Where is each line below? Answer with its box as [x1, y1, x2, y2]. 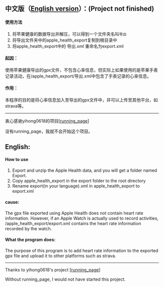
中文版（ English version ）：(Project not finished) [5, 4, 155, 13]
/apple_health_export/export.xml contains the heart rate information [5, 220, 142, 226]
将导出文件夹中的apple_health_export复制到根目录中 [12, 37, 118, 43]
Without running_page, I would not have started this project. [5, 276, 126, 282]
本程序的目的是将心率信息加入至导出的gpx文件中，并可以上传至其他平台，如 [5, 97, 158, 102]
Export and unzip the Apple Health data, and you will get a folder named [12, 167, 157, 173]
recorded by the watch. [5, 225, 52, 231]
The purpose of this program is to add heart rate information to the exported [5, 248, 159, 253]
